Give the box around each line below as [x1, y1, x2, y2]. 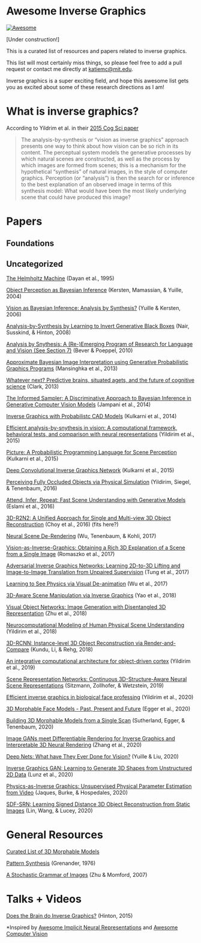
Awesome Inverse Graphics [6, 4, 146, 18]
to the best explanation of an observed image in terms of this [20, 180, 172, 188]
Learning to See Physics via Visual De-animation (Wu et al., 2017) [6, 580, 168, 587]
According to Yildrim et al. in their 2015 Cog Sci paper [6, 124, 139, 132]
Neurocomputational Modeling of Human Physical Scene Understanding [6, 621, 185, 629]
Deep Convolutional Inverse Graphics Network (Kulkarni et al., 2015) [6, 467, 175, 474]
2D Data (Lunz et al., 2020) [6, 771, 74, 778]
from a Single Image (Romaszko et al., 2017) [6, 551, 115, 558]
